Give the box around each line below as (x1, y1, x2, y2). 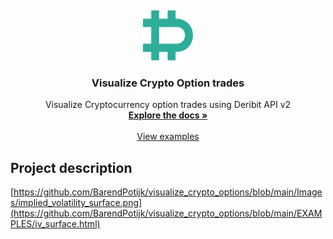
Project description (10, 159, 133, 176)
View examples (136, 131, 200, 143)
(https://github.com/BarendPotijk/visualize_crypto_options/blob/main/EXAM (10, 207, 323, 220)
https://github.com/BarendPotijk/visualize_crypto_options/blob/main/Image (13, 186, 323, 198)
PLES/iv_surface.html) (10, 218, 101, 230)
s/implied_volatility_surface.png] (10, 197, 143, 209)
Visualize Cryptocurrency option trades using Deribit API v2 (44, 99, 292, 111)
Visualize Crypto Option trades (91, 76, 245, 90)
